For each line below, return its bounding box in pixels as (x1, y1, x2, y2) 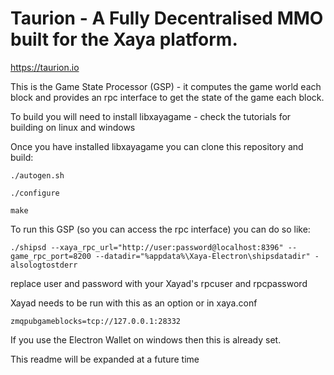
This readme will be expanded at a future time (10, 353, 200, 365)
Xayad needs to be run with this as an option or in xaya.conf (10, 297, 258, 309)
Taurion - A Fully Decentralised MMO (10, 7, 324, 30)
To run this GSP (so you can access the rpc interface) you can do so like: (10, 223, 311, 235)
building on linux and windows (10, 121, 136, 133)
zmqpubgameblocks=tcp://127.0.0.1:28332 (10, 316, 182, 326)
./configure (10, 188, 60, 198)
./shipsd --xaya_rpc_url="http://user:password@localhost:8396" (10, 242, 284, 252)
